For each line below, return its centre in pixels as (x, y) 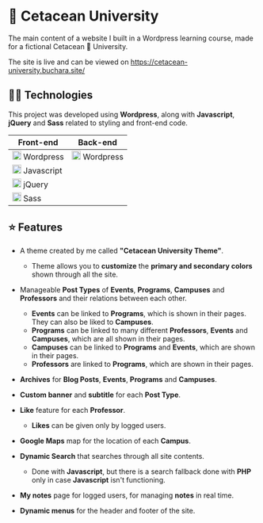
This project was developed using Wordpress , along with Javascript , (122, 114)
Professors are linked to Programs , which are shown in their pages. (142, 364)
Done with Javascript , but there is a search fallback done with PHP (141, 471)
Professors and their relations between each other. (103, 298)
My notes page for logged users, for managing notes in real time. (127, 495)
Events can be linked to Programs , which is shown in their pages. (139, 313)
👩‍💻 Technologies (51, 95)
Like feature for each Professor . (72, 410)
